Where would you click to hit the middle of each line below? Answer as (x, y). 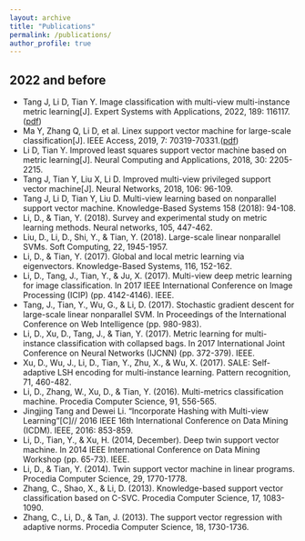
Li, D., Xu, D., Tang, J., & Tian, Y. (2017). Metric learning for (132, 334)
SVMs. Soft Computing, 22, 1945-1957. (95, 247)
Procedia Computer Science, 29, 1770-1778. (105, 479)
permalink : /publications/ (61, 35)
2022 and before (58, 80)
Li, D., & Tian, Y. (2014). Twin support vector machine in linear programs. (159, 469)
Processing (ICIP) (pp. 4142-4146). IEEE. (98, 296)
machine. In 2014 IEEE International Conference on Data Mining (142, 450)
